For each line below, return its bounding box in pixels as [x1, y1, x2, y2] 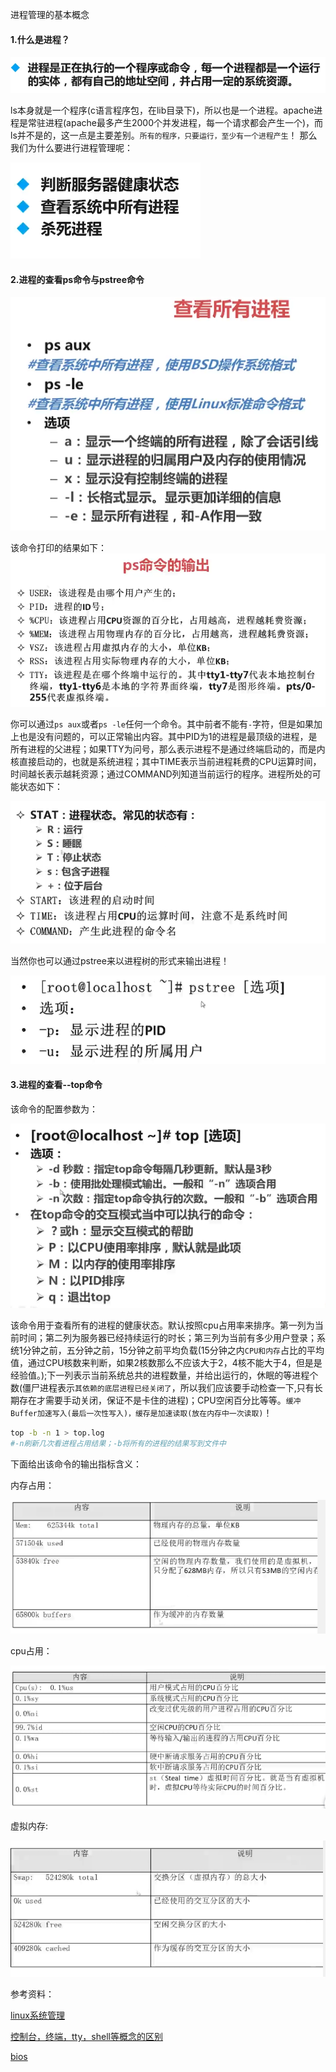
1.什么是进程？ [10, 33, 70, 45]
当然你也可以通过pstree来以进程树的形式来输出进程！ [10, 954, 230, 967]
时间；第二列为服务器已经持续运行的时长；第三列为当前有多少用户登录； [18, 1331, 317, 1343]
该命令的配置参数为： [10, 1103, 98, 1115]
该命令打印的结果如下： [10, 542, 107, 554]
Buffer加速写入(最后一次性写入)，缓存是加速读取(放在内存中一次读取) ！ [10, 1406, 273, 1418]
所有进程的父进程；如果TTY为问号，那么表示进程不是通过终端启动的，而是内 [10, 743, 326, 755]
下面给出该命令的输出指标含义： [10, 1458, 142, 1470]
